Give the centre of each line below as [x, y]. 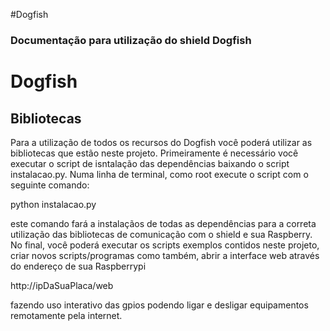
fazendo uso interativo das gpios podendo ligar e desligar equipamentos [159, 305]
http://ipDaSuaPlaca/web [62, 285]
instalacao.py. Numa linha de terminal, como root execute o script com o [159, 174]
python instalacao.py [53, 204]
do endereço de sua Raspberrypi [78, 266]
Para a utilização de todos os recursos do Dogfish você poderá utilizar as [161, 142]
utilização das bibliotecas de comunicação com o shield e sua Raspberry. [161, 234]
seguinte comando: [50, 185]
